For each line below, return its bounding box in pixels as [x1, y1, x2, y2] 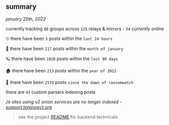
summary [6, 3, 37, 11]
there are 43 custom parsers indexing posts [6, 89, 96, 95]
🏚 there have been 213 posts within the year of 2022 [6, 68, 117, 74]
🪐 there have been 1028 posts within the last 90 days [6, 55, 118, 61]
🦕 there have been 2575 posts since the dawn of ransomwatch [6, 79, 134, 85]
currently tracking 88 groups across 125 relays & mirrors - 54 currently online [6, 26, 164, 32]
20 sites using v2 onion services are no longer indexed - [6, 99, 122, 105]
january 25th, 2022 [6, 16, 46, 22]
